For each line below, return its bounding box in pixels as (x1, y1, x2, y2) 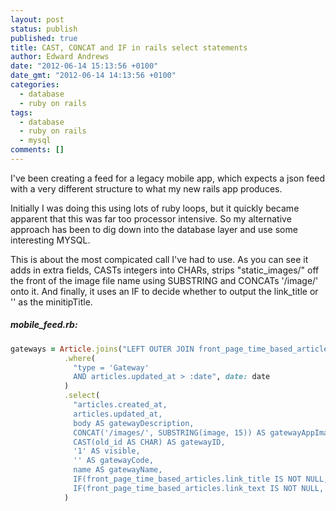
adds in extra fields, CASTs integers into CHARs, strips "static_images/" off (10, 264, 320, 276)
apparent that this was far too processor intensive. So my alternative (10, 212, 292, 225)
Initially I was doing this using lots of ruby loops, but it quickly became (10, 202, 300, 214)
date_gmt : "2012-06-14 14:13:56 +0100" (10, 71, 177, 81)
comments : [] (10, 145, 65, 155)
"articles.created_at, (73, 400, 168, 410)
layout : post (10, 14, 65, 25)
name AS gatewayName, (73, 465, 163, 475)
